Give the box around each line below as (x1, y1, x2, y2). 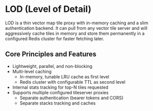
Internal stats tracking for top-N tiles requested (12, 84, 108, 90)
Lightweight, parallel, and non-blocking (12, 63, 93, 69)
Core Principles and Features (5, 50, 97, 58)
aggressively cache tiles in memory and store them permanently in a (5, 30, 145, 36)
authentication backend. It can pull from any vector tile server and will (5, 25, 148, 31)
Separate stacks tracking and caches (19, 100, 96, 106)
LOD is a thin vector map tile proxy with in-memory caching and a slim (5, 20, 149, 26)
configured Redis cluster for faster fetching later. (5, 36, 104, 42)
